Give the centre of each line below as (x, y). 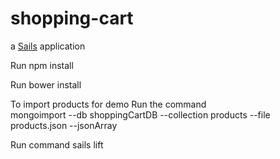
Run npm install (42, 65)
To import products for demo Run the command (108, 104)
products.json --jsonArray (64, 125)
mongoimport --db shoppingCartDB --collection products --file (140, 114)
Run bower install (46, 84)
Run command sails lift (57, 144)
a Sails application (48, 46)
